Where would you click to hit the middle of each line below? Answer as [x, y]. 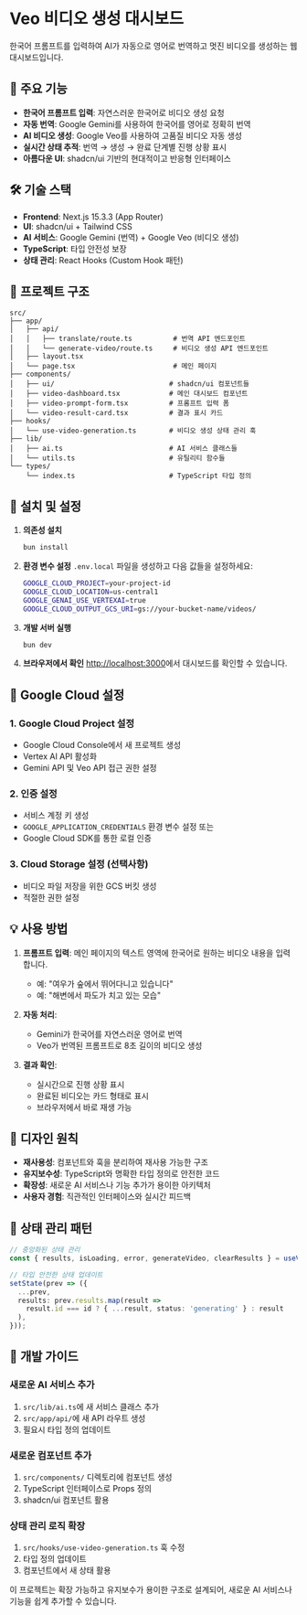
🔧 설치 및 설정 [46, 506]
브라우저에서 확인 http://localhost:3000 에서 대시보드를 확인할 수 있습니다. [155, 663]
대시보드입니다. [37, 57]
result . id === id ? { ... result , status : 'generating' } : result [155, 1309]
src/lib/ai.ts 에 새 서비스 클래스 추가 [91, 1406]
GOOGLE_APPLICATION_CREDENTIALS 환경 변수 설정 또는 [118, 827]
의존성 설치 [42, 530]
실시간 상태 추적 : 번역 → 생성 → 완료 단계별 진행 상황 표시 [124, 146]
